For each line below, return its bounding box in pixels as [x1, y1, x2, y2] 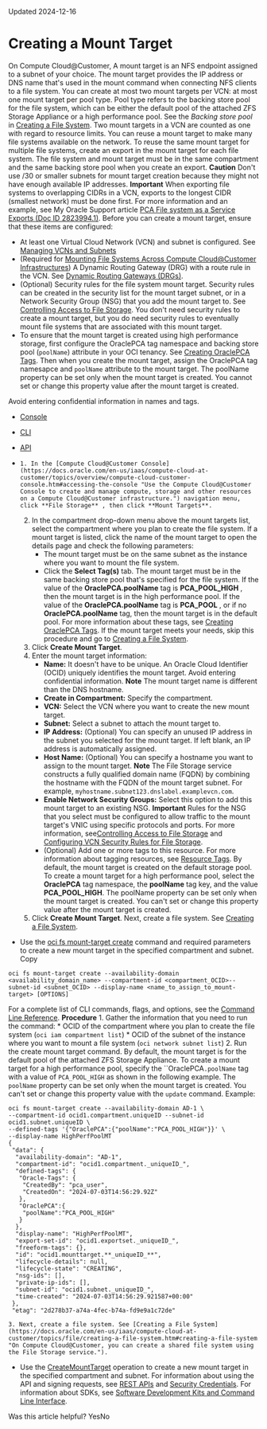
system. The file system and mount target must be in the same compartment [8, 154, 259, 163]
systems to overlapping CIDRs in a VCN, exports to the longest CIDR [8, 187, 232, 198]
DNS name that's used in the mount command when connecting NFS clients [8, 77, 257, 87]
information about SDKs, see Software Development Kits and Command [19, 1388, 255, 1397]
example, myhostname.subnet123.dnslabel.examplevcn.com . [43, 786, 234, 796]
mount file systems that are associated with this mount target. [19, 322, 222, 331]
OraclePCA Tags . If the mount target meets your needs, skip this [43, 625, 254, 635]
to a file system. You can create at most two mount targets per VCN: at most [8, 86, 258, 96]
